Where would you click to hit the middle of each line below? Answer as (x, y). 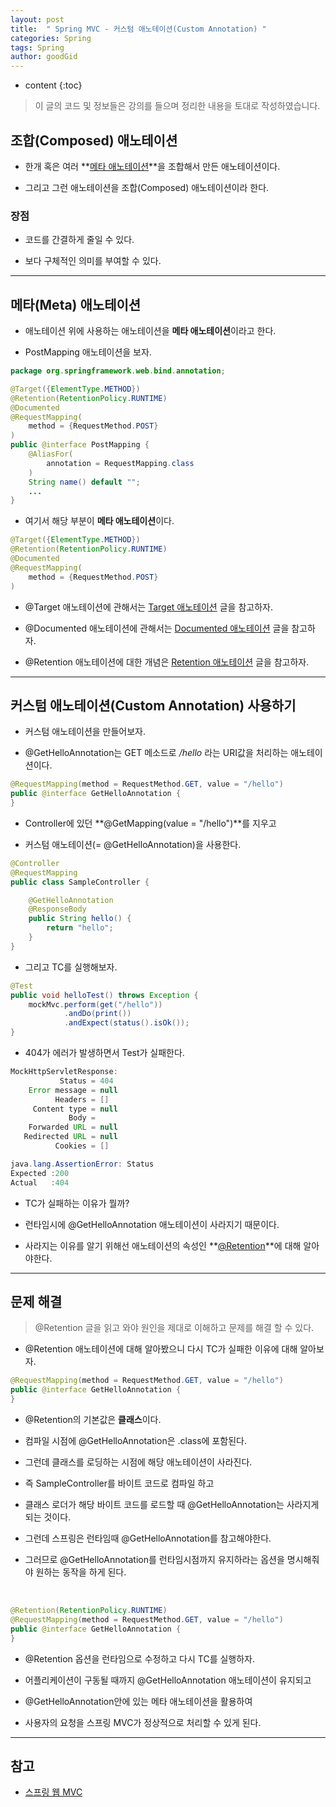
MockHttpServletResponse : (64, 1072)
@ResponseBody (57, 909)
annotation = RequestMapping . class (120, 463)
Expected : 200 (40, 1173)
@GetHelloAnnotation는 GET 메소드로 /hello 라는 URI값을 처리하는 (156, 753)
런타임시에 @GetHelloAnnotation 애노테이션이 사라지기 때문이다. (152, 1224)
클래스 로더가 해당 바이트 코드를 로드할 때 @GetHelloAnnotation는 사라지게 (172, 1505)
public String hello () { (80, 919)
